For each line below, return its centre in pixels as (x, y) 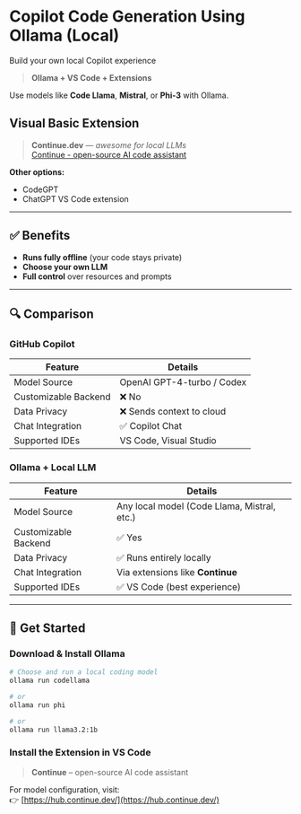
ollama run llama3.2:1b (54, 730)
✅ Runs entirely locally (164, 557)
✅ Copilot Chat (151, 426)
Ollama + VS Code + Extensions (91, 77)
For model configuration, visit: (64, 789)
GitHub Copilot (42, 344)
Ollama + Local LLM (53, 468)
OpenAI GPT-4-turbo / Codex (183, 382)
